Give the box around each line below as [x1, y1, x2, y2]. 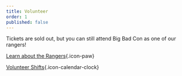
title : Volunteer [6, 8, 49, 15]
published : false [6, 19, 49, 25]
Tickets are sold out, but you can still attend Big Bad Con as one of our [6, 35, 177, 42]
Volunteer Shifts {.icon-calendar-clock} [6, 64, 99, 71]
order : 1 [6, 14, 28, 20]
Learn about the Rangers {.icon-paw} [6, 53, 95, 60]
